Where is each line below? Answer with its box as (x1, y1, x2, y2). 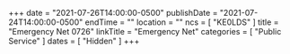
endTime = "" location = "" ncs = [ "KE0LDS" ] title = (84, 17, 279, 27)
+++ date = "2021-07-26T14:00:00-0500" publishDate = (8, 8, 218, 18)
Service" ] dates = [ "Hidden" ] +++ (8, 35, 140, 46)
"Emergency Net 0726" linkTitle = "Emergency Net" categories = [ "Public (8, 27, 282, 36)
